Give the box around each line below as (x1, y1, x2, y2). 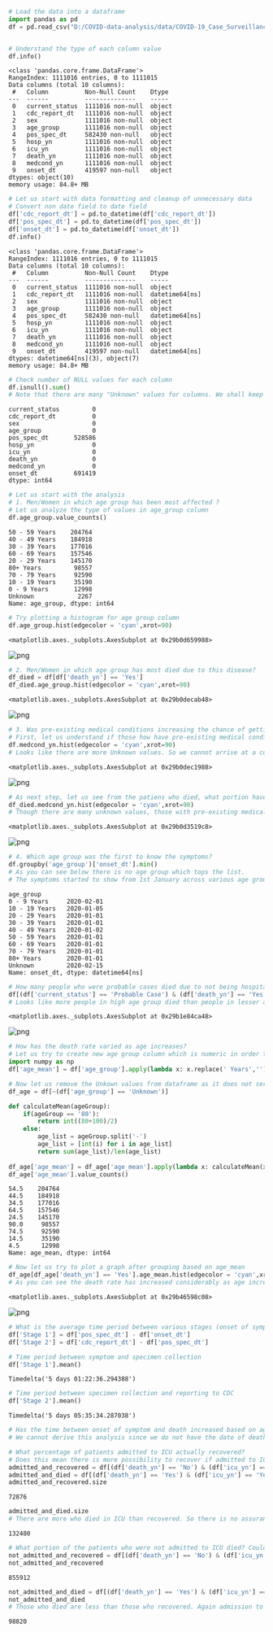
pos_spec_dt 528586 (8, 434, 96, 443)
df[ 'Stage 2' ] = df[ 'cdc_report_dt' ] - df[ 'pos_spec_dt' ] (8, 1338, 209, 1346)
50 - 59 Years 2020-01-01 (8, 932, 104, 941)
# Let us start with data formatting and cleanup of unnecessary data (8, 195, 253, 203)
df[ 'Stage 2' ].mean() (8, 1397, 82, 1405)
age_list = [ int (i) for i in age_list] (37, 1140, 173, 1148)
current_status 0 (8, 405, 96, 414)
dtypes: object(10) (8, 173, 75, 182)
